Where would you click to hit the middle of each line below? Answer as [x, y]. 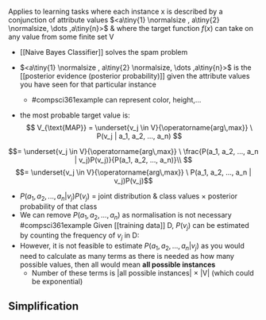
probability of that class [58, 206]
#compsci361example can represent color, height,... [116, 100]
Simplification [44, 306]
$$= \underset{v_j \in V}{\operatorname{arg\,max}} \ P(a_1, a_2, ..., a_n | [133, 172]
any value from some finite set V [61, 37]
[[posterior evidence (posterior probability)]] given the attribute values [135, 76]
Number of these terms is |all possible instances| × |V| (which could [143, 272]
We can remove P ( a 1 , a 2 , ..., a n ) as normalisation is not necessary [125, 216]
